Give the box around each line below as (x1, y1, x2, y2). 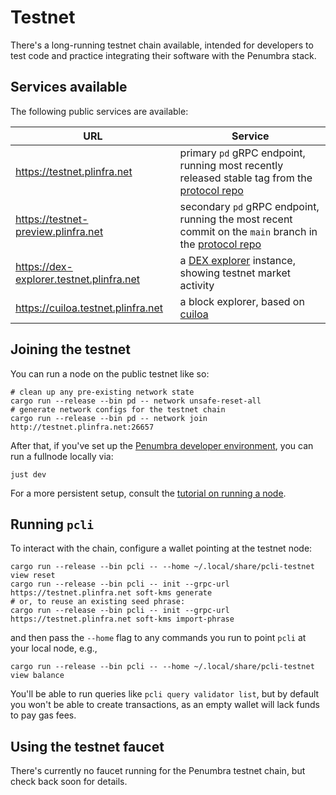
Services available (10, 79, 128, 96)
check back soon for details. (10, 776, 128, 788)
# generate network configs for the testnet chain (10, 404, 226, 415)
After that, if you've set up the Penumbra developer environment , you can (10, 439, 314, 451)
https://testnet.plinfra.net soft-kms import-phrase (10, 614, 235, 625)
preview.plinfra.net (15, 224, 104, 238)
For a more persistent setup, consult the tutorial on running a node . (10, 487, 287, 499)
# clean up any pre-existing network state (10, 387, 195, 397)
